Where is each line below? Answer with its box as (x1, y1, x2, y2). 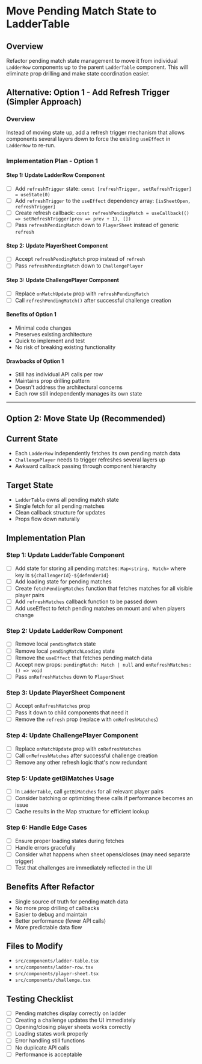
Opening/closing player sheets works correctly (14, 1024, 131, 1031)
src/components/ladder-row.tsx (14, 964, 94, 970)
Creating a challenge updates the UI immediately (14, 1016, 136, 1024)
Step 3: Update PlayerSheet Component (6, 688, 125, 697)
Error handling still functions (14, 1037, 85, 1044)
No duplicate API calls (14, 1043, 70, 1051)
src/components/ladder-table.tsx (14, 958, 99, 964)
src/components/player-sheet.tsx (14, 971, 99, 977)
